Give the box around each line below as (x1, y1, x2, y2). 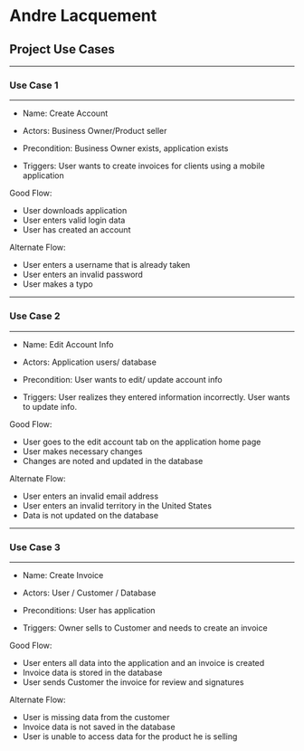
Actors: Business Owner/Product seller (22, 126, 167, 137)
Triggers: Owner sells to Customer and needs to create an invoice (22, 622, 269, 633)
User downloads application (22, 205, 128, 216)
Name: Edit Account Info (22, 338, 114, 349)
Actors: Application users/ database (22, 356, 157, 367)
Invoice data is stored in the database (22, 667, 163, 678)
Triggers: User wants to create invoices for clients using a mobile (22, 160, 265, 172)
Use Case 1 (9, 79, 59, 91)
